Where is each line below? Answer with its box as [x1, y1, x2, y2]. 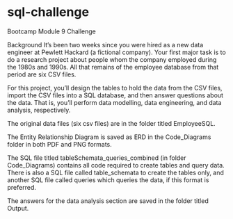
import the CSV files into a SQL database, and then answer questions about [7, 91, 224, 99]
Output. [7, 204, 29, 212]
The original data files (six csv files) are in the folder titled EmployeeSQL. [7, 119, 216, 127]
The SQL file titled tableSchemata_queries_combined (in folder [7, 154, 186, 162]
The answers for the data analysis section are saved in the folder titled [7, 196, 209, 205]
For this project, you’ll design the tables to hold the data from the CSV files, [7, 83, 223, 92]
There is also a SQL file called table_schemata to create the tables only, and [7, 168, 225, 177]
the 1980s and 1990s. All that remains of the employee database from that [7, 63, 219, 71]
